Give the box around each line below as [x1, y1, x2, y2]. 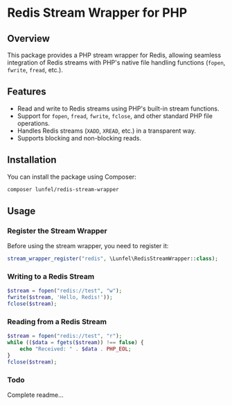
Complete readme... [7, 391, 64, 399]
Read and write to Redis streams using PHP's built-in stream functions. [17, 104, 220, 113]
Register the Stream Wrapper [7, 226, 107, 236]
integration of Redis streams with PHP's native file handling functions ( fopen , [7, 58, 226, 67]
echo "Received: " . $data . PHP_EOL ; [19, 346, 132, 352]
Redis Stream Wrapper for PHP [7, 5, 188, 21]
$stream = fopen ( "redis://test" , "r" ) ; [7, 332, 123, 340]
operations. [17, 119, 51, 127]
